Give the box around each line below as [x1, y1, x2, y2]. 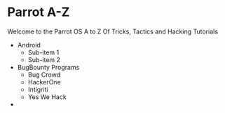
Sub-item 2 [27, 55, 61, 63]
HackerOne [27, 77, 61, 86]
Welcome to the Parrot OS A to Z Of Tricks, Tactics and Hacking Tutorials [7, 27, 219, 36]
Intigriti [27, 85, 48, 93]
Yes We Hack [27, 92, 67, 101]
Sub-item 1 [27, 48, 60, 56]
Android [17, 40, 41, 49]
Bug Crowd [27, 70, 61, 79]
